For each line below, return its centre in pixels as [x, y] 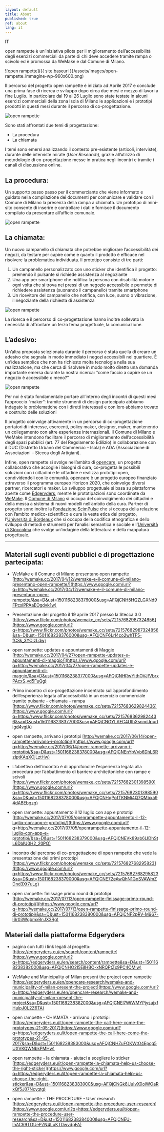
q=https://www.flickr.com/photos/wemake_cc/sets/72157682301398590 [85, 793]
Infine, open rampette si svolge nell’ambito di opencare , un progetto [73, 462]
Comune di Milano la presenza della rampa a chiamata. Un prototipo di [76, 202]
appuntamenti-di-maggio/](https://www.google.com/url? [69, 660]
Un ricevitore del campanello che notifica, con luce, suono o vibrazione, [84, 295]
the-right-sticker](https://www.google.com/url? [60, 1069]
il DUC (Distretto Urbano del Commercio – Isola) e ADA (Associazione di [77, 447]
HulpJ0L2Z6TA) [28, 1008]
